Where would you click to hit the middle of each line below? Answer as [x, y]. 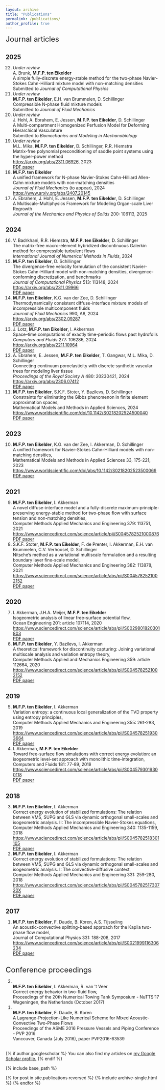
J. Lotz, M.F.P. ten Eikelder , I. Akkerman [53, 329]
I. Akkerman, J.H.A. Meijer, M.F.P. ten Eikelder [59, 613]
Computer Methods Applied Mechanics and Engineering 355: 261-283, [84, 723]
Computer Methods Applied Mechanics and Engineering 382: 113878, [82, 565]
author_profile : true [28, 23]
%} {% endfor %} [23, 1083]
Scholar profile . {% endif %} [34, 1059]
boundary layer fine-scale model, [46, 560]
